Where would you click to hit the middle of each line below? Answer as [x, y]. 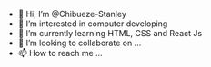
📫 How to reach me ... [60, 53]
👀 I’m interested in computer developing [93, 24]
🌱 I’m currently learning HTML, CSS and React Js [110, 33]
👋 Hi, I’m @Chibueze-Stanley [72, 14]
